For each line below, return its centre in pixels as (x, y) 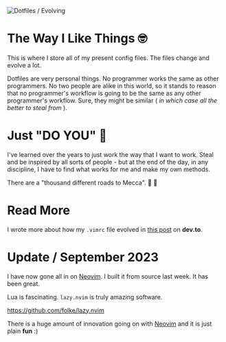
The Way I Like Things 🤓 (77, 39)
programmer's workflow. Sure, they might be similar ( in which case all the (112, 100)
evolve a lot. (24, 65)
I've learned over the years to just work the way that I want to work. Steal (111, 154)
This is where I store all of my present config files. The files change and (108, 58)
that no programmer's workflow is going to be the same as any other (104, 93)
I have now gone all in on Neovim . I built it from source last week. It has (108, 276)
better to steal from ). (37, 107)
